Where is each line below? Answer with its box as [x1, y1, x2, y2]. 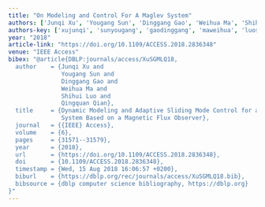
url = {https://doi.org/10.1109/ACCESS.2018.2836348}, [15, 150, 221, 158]
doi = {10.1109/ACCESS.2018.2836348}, [15, 158, 164, 166]
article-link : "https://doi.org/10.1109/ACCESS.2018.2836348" [8, 41, 217, 49]
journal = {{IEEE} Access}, [15, 121, 114, 129]
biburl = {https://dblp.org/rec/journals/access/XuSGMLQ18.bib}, [15, 172, 245, 181]
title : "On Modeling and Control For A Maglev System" [8, 11, 192, 20]
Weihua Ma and [61, 84, 108, 93]
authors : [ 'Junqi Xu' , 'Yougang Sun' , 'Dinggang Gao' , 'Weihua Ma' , [8, 19, 238, 27]
